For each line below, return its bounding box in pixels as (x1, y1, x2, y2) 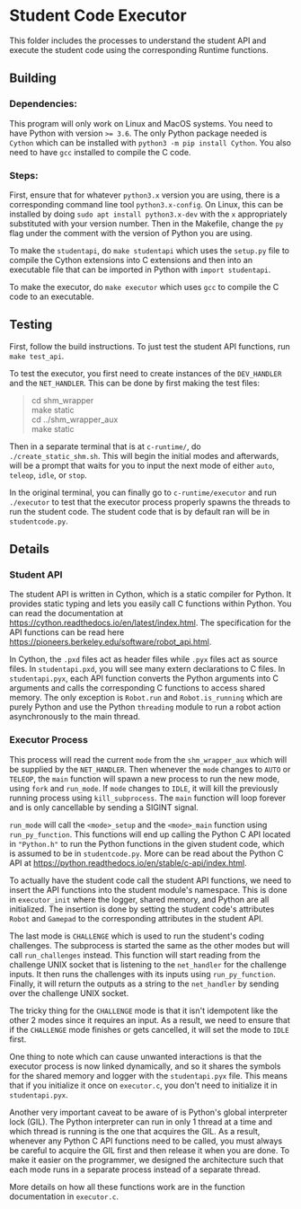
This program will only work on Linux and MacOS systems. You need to (9, 118, 273, 128)
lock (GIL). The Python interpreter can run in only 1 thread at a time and (9, 1116, 272, 1127)
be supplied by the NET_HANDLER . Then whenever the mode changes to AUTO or (9, 763, 291, 774)
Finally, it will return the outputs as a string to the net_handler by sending (9, 978, 279, 989)
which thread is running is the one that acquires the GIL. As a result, (9, 1125, 261, 1136)
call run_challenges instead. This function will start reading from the (9, 949, 261, 960)
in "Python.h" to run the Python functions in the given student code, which (9, 838, 285, 849)
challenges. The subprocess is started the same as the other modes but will (9, 940, 290, 950)
